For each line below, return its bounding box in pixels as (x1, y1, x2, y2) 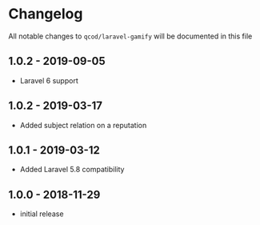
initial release (19, 209, 64, 219)
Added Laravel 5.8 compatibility (19, 165, 125, 175)
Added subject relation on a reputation (19, 120, 147, 130)
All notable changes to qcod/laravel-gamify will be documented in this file (8, 31, 253, 41)
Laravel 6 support (19, 75, 78, 85)
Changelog (8, 5, 83, 23)
